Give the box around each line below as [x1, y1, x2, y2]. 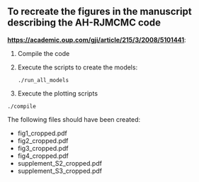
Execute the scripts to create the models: [17, 63, 138, 72]
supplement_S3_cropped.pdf [17, 166, 103, 175]
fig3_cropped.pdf [17, 144, 69, 152]
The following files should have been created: [7, 115, 140, 123]
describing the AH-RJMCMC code [7, 17, 161, 29]
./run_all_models [17, 76, 69, 84]
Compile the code [17, 49, 70, 57]
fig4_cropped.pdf [17, 152, 69, 160]
